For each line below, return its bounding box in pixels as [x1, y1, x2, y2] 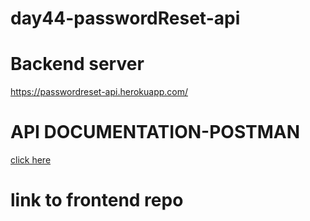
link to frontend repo [10, 189, 184, 212]
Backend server [10, 53, 145, 76]
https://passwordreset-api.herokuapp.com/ [10, 86, 189, 98]
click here [10, 154, 52, 166]
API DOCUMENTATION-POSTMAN [10, 121, 301, 144]
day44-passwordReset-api [10, 7, 241, 30]
